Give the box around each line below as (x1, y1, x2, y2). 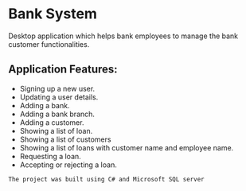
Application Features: (8, 63, 118, 76)
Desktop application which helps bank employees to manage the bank (8, 31, 239, 41)
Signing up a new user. (19, 84, 96, 93)
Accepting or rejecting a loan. (19, 160, 117, 170)
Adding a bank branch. (19, 109, 96, 119)
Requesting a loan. (19, 151, 81, 161)
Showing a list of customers (19, 134, 111, 144)
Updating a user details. (19, 92, 99, 102)
